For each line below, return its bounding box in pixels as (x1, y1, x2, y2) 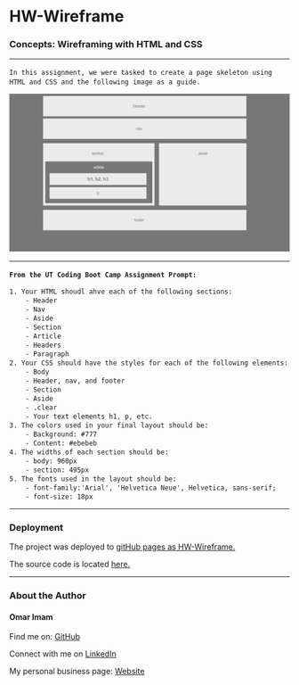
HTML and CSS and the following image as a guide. (9, 78, 201, 87)
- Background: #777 (25, 430, 98, 439)
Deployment (9, 521, 64, 533)
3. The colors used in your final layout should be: (9, 421, 209, 430)
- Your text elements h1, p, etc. (25, 412, 153, 421)
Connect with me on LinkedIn (9, 648, 117, 659)
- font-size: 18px (25, 492, 93, 501)
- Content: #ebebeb (25, 439, 98, 448)
